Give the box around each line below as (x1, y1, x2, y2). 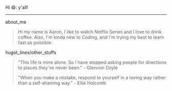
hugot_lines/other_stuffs (5, 49, 56, 55)
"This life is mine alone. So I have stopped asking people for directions (17, 59, 167, 65)
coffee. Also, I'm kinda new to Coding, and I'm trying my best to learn (17, 34, 164, 40)
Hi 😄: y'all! (5, 5, 29, 10)
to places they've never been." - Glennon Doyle (17, 65, 118, 71)
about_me (5, 19, 27, 25)
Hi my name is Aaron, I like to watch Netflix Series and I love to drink (17, 29, 162, 35)
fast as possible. (17, 40, 53, 45)
